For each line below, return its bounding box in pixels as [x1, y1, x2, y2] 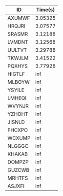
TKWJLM [7, 55, 29, 61]
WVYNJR [7, 103, 29, 109]
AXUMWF [7, 15, 30, 21]
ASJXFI [7, 183, 25, 189]
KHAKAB [7, 151, 28, 157]
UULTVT [7, 47, 27, 53]
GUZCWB [7, 167, 30, 173]
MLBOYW [7, 79, 30, 85]
